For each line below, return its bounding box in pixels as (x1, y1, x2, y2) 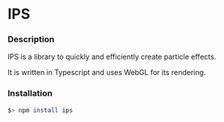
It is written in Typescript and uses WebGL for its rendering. (7, 68, 206, 78)
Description (7, 34, 55, 45)
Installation (7, 88, 53, 99)
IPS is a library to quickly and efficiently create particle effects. (7, 52, 217, 61)
